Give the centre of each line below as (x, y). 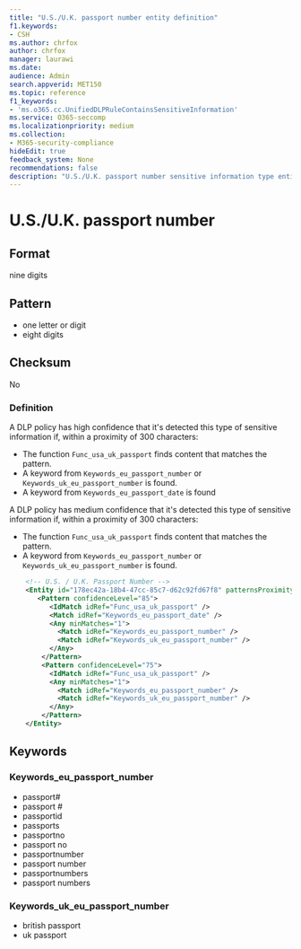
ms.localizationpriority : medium (72, 127)
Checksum (40, 363)
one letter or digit (54, 325)
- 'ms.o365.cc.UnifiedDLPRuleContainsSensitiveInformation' (124, 110)
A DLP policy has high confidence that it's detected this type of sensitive (143, 427)
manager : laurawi (42, 59)
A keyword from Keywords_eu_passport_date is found (119, 492)
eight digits (43, 335)
